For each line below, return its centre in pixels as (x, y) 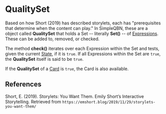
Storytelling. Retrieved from (33, 102)
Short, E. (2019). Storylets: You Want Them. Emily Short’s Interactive (75, 96)
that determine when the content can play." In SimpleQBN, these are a (77, 28)
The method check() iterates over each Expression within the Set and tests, (82, 48)
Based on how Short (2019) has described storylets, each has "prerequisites (83, 23)
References (23, 84)
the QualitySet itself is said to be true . (44, 59)
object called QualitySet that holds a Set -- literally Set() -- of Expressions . (82, 33)
